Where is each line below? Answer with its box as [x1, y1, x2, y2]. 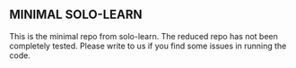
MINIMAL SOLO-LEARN [9, 7, 143, 22]
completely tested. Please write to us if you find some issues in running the [9, 40, 287, 51]
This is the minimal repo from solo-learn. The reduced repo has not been [9, 30, 278, 41]
